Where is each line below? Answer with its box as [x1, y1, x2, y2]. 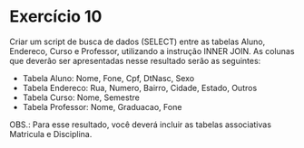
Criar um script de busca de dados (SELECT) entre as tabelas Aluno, [9, 36, 266, 47]
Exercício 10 [9, 6, 103, 27]
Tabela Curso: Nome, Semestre [22, 92, 141, 103]
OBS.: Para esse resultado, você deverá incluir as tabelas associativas [9, 119, 272, 130]
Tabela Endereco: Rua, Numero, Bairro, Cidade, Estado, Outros [22, 82, 258, 93]
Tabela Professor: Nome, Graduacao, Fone [22, 101, 182, 112]
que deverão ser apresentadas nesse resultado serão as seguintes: [9, 55, 261, 66]
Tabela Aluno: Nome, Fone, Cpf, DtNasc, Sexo [22, 72, 195, 83]
